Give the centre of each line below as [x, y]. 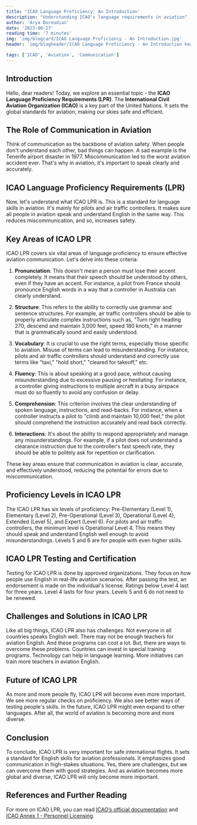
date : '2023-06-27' [30, 28]
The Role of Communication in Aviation [79, 130]
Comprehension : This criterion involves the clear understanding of [96, 404]
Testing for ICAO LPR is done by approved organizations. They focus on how [98, 573]
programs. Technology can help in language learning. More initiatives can [95, 655]
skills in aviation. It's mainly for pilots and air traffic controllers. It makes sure [98, 208]
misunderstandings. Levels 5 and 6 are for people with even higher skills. [94, 540]
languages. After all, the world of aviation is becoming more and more [90, 713]
